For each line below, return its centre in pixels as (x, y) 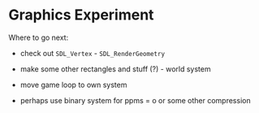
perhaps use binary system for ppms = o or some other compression (135, 100)
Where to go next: (39, 37)
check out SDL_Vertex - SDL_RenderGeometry (92, 53)
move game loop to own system (73, 85)
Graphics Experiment (81, 15)
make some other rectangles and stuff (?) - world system (115, 69)
